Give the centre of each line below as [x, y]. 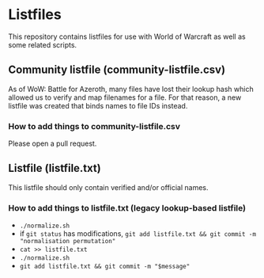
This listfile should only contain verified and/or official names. [108, 187]
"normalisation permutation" [68, 242]
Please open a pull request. [53, 143]
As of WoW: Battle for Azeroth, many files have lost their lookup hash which [131, 89]
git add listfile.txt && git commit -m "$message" [105, 267]
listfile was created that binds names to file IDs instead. [98, 105]
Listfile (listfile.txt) [55, 168]
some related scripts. [43, 44]
